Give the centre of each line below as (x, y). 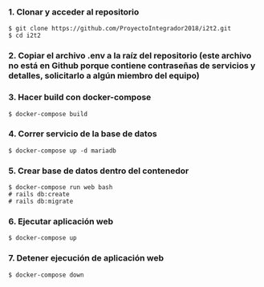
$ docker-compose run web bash (61, 188)
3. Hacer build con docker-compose (80, 97)
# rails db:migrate (41, 202)
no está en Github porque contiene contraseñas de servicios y (132, 66)
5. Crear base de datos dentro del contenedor (99, 171)
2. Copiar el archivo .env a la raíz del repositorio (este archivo (130, 56)
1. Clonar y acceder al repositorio (74, 12)
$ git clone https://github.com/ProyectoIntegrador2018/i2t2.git (120, 29)
